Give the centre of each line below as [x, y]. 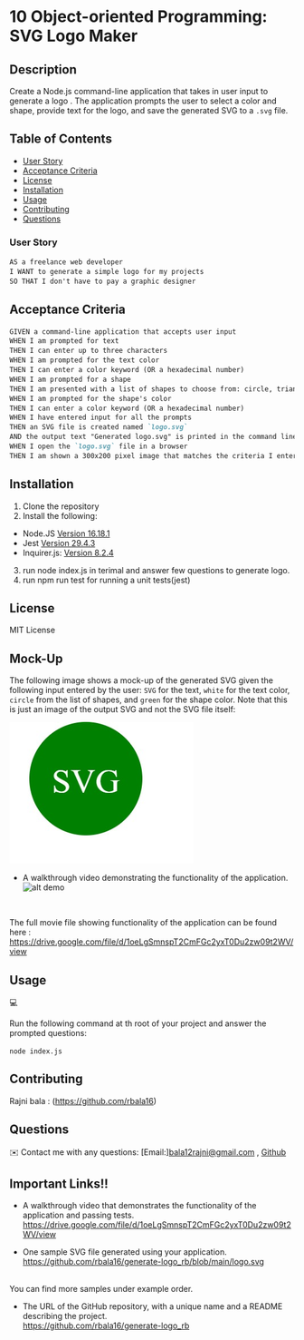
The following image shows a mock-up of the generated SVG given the [142, 680]
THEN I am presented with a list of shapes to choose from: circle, [141, 389]
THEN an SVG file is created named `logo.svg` [99, 427]
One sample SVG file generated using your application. [125, 1252]
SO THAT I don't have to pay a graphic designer [103, 281]
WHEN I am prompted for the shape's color [90, 398]
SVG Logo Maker [74, 36]
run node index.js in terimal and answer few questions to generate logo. [156, 570]
